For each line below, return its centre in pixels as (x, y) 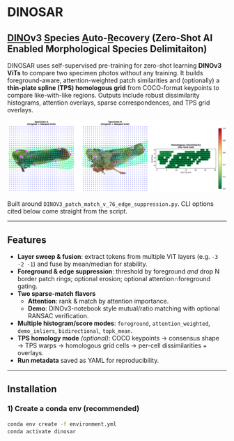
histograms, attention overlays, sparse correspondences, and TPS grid (109, 103)
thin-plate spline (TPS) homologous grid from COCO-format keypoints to (113, 88)
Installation (32, 389)
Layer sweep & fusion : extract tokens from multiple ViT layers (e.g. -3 (117, 257)
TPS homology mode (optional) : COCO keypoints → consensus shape (118, 338)
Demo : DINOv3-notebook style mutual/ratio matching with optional (124, 308)
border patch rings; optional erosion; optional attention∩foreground (114, 279)
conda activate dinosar (42, 431)
